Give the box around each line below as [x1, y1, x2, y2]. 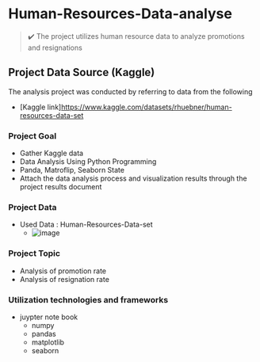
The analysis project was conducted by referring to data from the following [8, 86, 253, 96]
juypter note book [19, 312, 78, 322]
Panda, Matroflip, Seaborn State [19, 166, 125, 175]
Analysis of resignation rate [19, 274, 109, 284]
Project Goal [8, 130, 57, 141]
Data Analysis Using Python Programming [19, 157, 157, 166]
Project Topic [8, 248, 61, 259]
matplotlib [31, 337, 65, 347]
